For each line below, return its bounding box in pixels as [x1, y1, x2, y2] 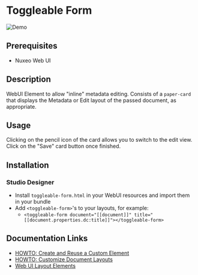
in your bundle [14, 198, 51, 205]
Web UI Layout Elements [14, 262, 76, 269]
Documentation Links [6, 234, 88, 244]
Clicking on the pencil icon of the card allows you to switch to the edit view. [6, 136, 193, 144]
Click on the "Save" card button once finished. [6, 142, 121, 150]
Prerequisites [6, 41, 58, 51]
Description [6, 74, 51, 85]
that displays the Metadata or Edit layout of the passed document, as [6, 97, 177, 104]
